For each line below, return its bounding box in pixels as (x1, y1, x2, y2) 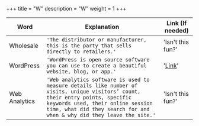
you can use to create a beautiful (46, 62, 147, 69)
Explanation (85, 23, 120, 31)
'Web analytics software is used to (46, 76, 150, 83)
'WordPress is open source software (46, 56, 150, 63)
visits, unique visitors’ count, (46, 88, 141, 95)
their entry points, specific (46, 94, 132, 101)
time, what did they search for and (46, 106, 150, 112)
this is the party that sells (46, 43, 132, 49)
